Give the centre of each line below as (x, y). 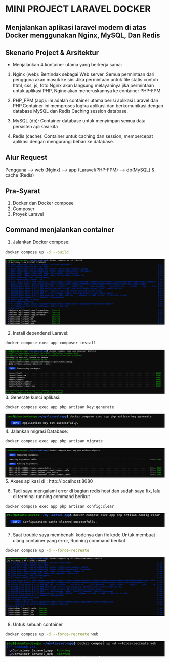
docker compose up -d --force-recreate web (52, 634)
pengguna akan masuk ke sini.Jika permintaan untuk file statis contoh (85, 80)
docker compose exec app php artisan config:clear (60, 506)
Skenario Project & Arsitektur (52, 52)
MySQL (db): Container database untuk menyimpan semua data (79, 121)
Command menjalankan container (60, 230)
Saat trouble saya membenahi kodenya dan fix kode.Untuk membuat (84, 535)
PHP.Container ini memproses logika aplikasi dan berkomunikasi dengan (88, 106)
